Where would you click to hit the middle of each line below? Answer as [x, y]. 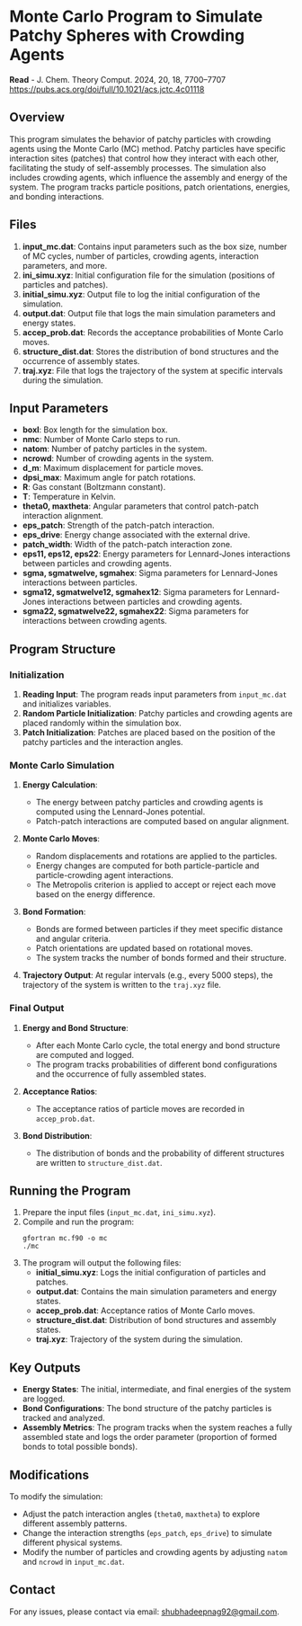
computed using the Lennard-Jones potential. [120, 812]
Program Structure [63, 649]
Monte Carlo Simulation [62, 765]
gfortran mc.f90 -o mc [65, 1239]
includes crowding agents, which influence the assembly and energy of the [148, 177]
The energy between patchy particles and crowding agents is [149, 803]
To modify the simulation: [56, 1497]
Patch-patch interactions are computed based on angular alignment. [162, 822]
